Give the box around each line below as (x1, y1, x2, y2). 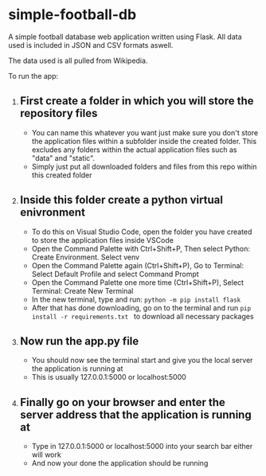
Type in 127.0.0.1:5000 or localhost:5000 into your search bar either (31, 442, 253, 451)
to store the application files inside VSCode (31, 235, 174, 244)
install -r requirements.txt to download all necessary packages (31, 311, 254, 321)
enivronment (19, 205, 86, 220)
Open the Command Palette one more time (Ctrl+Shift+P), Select (31, 277, 244, 287)
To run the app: (8, 71, 59, 80)
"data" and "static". (31, 153, 96, 162)
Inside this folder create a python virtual (19, 193, 223, 207)
